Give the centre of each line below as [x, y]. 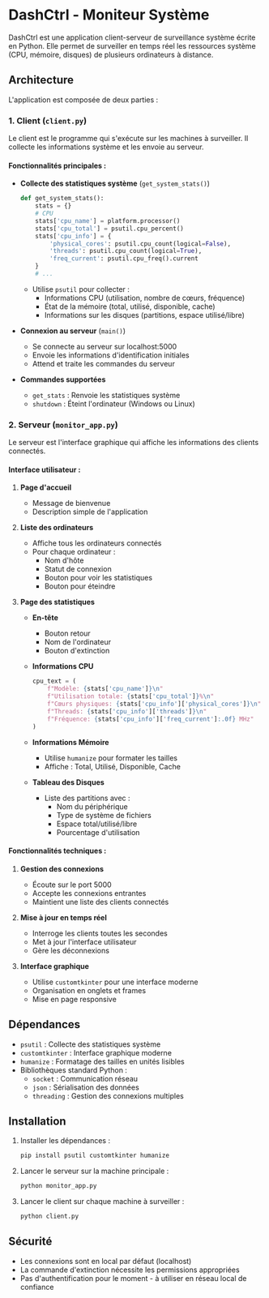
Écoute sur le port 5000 [72, 885]
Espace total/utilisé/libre [97, 824]
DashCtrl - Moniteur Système [109, 15]
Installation [37, 1121]
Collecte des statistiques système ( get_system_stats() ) [115, 183]
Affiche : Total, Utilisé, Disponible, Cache [112, 766]
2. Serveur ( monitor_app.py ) [64, 425]
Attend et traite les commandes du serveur [104, 363]
